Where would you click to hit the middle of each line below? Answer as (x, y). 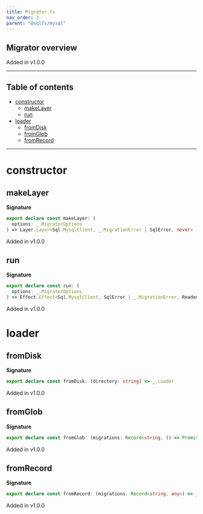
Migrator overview (42, 48)
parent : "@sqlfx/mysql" (36, 23)
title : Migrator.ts (31, 12)
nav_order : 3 (23, 18)
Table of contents (40, 87)
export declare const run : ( (43, 286)
